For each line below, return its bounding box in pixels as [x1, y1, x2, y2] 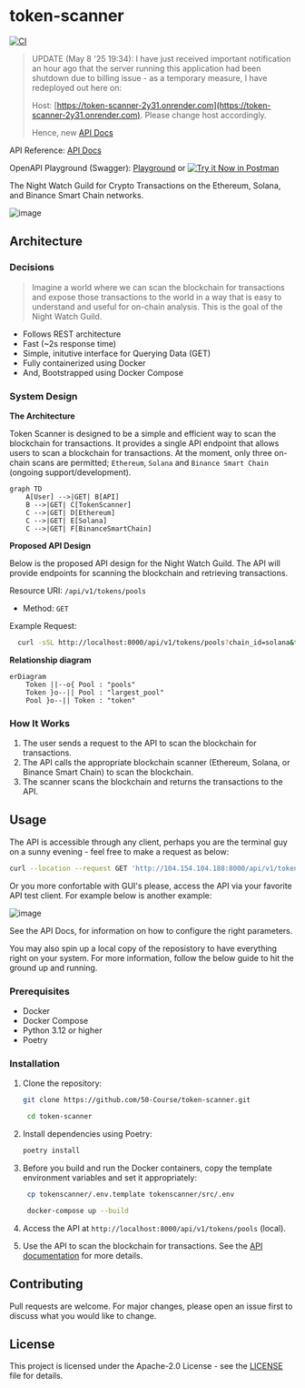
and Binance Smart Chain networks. [9, 189, 144, 200]
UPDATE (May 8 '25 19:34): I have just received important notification [31, 53, 291, 64]
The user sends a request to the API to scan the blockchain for [22, 738, 257, 749]
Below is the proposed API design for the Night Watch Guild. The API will [9, 557, 281, 569]
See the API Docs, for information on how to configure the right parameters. [9, 925, 293, 936]
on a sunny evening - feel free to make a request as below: [9, 846, 230, 856]
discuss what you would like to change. [9, 1310, 157, 1321]
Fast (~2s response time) [22, 338, 116, 349]
